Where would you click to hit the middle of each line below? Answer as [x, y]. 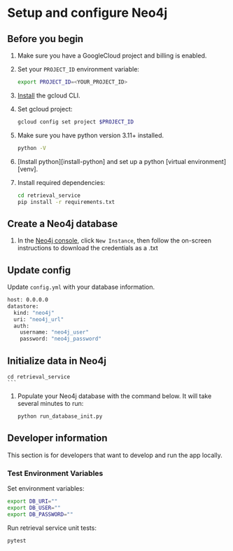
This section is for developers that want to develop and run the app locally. [115, 455]
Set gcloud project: [45, 109]
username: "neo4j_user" [55, 332]
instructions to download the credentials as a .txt [88, 248]
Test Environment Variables [55, 473]
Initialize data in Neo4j [57, 361]
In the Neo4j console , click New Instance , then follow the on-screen [114, 240]
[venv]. [28, 169]
